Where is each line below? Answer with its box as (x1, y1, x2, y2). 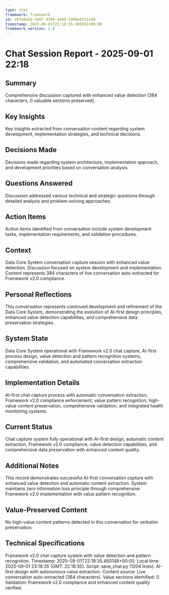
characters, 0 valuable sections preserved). (5, 98, 96, 104)
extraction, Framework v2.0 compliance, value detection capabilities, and (5, 441, 157, 447)
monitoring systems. (5, 408, 48, 414)
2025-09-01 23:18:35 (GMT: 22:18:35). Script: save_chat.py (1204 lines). (5, 563, 155, 569)
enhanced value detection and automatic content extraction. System (5, 480, 147, 486)
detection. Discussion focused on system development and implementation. (5, 265, 162, 271)
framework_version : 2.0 (5, 26, 55, 31)
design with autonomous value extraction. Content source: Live (14, 568, 146, 574)
